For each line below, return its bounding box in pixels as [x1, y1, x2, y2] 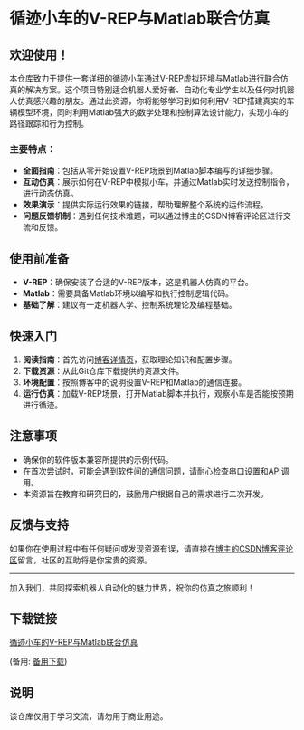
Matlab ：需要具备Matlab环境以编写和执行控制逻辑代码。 [22, 288, 233, 299]
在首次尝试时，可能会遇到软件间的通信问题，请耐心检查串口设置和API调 [22, 466, 290, 476]
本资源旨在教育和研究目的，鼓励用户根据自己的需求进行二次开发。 [22, 488, 269, 499]
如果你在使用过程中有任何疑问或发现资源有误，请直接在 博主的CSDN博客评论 [9, 543, 294, 553]
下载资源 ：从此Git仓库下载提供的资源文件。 [22, 365, 185, 376]
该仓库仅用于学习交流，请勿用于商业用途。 [9, 711, 168, 722]
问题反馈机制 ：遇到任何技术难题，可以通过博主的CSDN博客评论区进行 [22, 210, 283, 222]
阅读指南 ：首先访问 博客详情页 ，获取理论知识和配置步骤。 [22, 354, 237, 365]
